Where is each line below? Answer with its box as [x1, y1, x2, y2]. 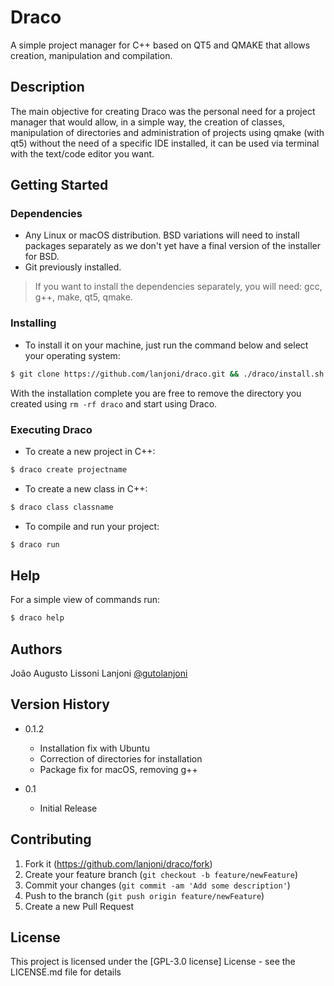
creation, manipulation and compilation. [10, 49, 173, 61]
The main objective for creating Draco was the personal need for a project [10, 105, 316, 117]
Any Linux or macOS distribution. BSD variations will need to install [24, 229, 300, 241]
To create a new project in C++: [24, 445, 156, 457]
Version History [10, 696, 110, 713]
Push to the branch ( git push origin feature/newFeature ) [24, 889, 265, 901]
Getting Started [10, 177, 109, 194]
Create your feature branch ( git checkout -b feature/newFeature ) [24, 868, 298, 880]
